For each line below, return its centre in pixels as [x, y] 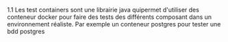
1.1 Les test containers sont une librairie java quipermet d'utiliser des [103, 10]
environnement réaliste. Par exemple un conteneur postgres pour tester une [114, 24]
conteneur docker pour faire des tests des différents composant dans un [110, 17]
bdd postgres [26, 31]
